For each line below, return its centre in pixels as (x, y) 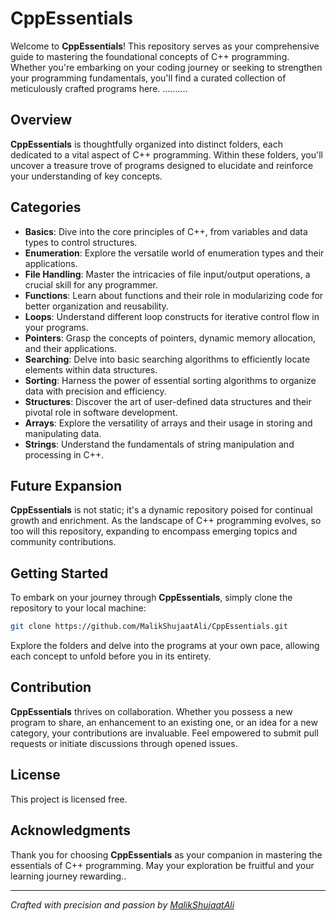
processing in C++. (64, 454)
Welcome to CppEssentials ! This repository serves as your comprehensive (165, 46)
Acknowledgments (71, 830)
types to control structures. (81, 242)
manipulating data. (63, 433)
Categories (46, 207)
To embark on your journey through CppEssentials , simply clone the (151, 598)
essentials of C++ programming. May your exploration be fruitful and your (162, 865)
